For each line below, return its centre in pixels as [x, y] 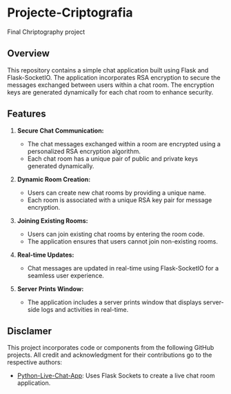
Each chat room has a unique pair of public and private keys [113, 158]
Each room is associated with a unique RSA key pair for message [120, 200]
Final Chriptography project [46, 32]
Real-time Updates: [46, 255]
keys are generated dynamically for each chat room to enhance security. [110, 92]
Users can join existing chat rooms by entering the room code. [116, 234]
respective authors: [35, 362]
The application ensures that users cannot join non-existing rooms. [123, 241]
